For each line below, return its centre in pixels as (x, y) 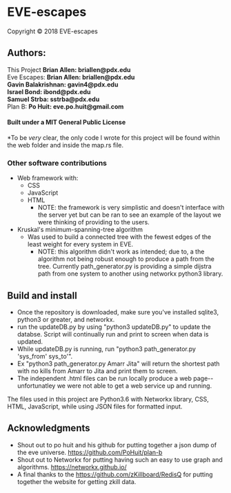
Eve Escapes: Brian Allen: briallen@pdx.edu (71, 77)
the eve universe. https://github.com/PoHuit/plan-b (90, 452)
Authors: (27, 53)
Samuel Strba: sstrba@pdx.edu (53, 99)
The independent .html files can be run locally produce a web (104, 379)
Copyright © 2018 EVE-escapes (52, 31)
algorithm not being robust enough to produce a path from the (126, 259)
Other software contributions (57, 163)
